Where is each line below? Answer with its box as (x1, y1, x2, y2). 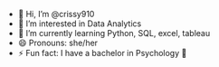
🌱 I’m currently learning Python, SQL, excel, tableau (17, 28, 211, 38)
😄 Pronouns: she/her (17, 37, 98, 48)
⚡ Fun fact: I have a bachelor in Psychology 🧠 (17, 48, 187, 58)
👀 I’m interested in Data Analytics (17, 18, 142, 29)
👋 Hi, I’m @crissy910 (17, 9, 95, 19)
